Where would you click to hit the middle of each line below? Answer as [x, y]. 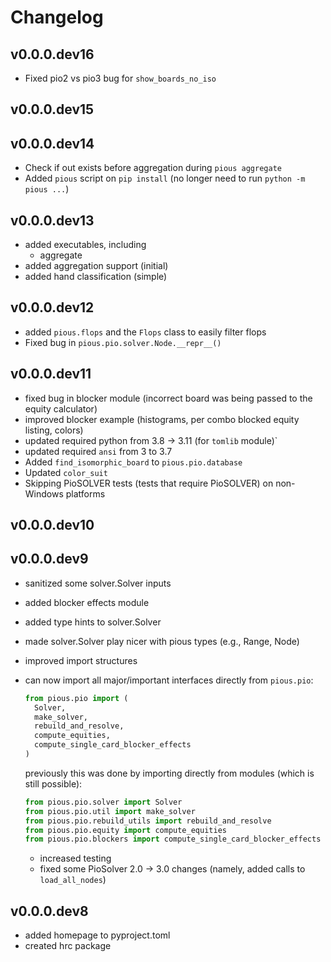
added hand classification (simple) [96, 277]
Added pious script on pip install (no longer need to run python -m [165, 178]
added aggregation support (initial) [96, 266]
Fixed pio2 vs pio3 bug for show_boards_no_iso [120, 78]
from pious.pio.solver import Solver [103, 802]
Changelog [57, 17]
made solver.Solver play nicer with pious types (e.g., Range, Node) [162, 641]
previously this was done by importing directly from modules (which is [169, 773]
